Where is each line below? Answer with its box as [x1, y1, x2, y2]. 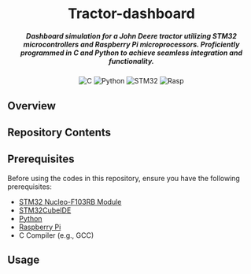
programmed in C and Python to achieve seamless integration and [20, 48, 243, 57]
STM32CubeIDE [18, 205, 72, 215]
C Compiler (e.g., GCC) [18, 230, 94, 240]
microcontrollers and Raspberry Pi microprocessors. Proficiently [23, 39, 240, 49]
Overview [7, 99, 57, 113]
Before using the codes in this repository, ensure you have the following [7, 173, 241, 183]
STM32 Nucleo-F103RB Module [18, 197, 122, 206]
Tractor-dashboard [67, 5, 196, 23]
